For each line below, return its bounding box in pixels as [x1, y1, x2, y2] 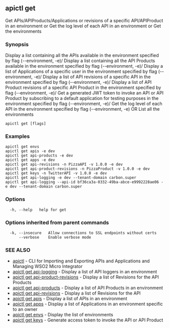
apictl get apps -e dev [5, 158, 55, 163]
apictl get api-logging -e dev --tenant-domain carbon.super [5, 175, 137, 180]
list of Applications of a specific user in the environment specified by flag [5, 68, 157, 75]
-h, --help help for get [10, 207, 67, 212]
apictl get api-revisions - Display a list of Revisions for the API [12, 290, 141, 296]
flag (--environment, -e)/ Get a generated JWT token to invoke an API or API [5, 90, 164, 96]
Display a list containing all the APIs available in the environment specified [5, 53, 159, 59]
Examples [5, 133, 30, 140]
